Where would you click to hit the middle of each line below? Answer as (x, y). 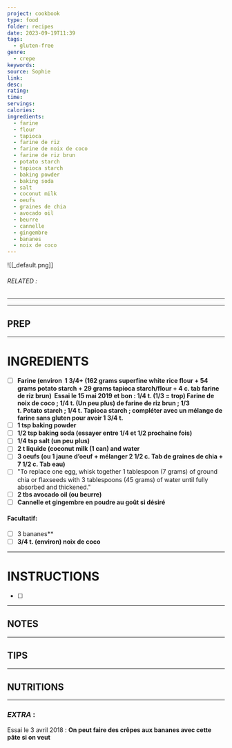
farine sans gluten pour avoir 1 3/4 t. (70, 418)
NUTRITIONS (36, 687)
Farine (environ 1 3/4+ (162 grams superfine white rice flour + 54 (113, 381)
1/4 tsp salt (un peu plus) (54, 441)
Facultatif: (22, 518)
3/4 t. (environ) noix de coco (59, 542)
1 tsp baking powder (47, 425)
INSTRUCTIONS (54, 577)
